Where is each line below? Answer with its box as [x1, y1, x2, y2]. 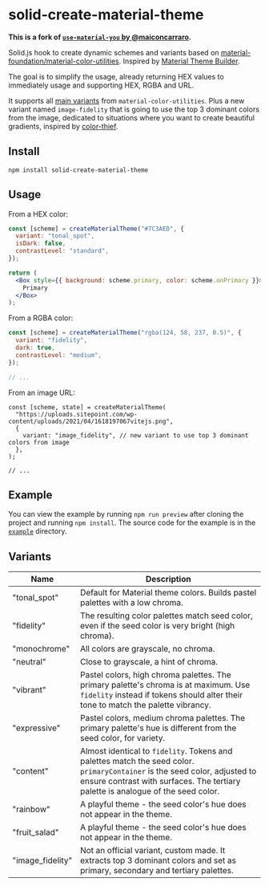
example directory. [8, 526, 67, 536]
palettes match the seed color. [79, 756, 195, 767]
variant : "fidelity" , [15, 336, 88, 344]
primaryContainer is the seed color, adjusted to [79, 766, 257, 777]
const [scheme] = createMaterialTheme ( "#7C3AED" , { [8, 225, 184, 233]
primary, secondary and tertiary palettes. [79, 865, 234, 876]
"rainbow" [12, 804, 50, 815]
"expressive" [12, 722, 61, 734]
